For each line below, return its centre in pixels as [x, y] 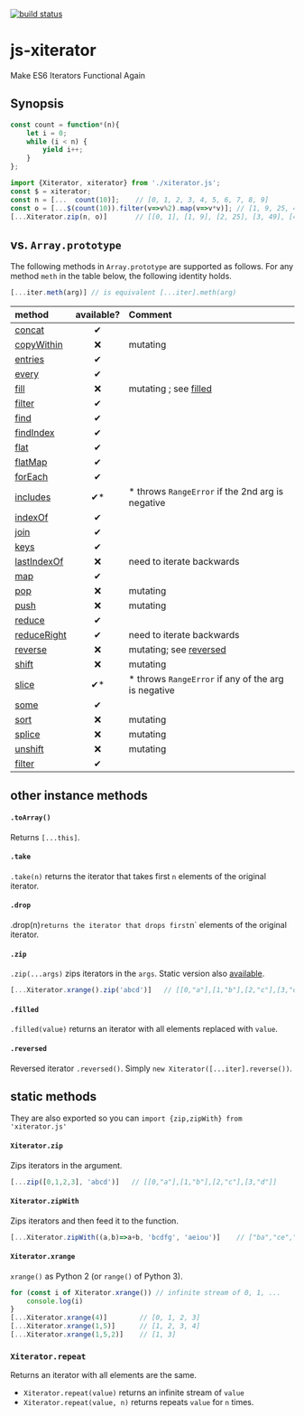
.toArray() [31, 818]
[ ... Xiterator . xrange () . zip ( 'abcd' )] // [91, 990]
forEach [32, 477]
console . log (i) [55, 1301]
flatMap [31, 463]
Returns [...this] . [45, 837]
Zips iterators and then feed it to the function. [95, 1221]
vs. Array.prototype [66, 244]
